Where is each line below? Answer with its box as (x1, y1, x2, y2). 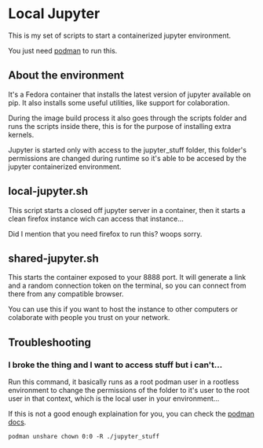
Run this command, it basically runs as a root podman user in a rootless (8, 377, 239, 387)
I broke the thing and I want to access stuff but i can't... (8, 359, 223, 370)
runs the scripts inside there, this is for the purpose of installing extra (8, 121, 232, 130)
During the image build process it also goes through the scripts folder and (8, 113, 247, 123)
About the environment (8, 68, 124, 83)
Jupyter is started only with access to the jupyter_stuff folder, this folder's (8, 145, 247, 154)
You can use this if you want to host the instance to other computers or (8, 304, 238, 314)
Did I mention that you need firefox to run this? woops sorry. (8, 229, 203, 238)
